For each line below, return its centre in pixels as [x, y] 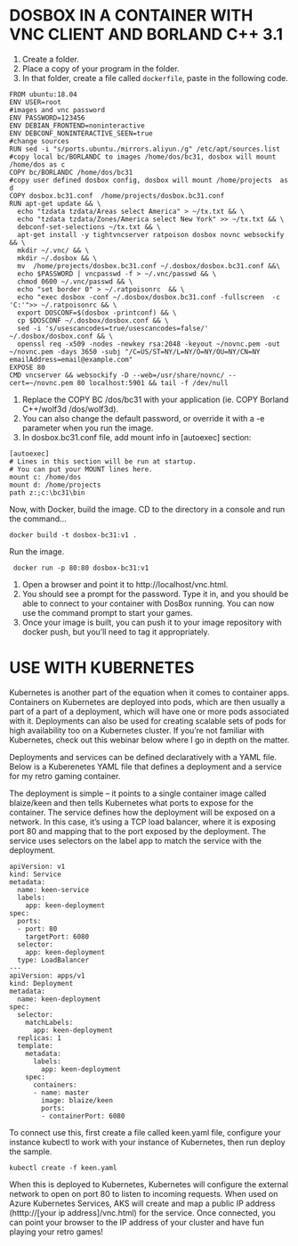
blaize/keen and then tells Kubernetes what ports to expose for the [131, 802]
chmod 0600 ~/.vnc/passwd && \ [75, 282]
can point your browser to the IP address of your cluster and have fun [137, 1222]
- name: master [61, 1093]
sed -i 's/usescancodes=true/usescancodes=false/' [113, 328]
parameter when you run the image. [88, 428]
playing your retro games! [56, 1232]
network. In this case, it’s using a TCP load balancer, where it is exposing [142, 822]
